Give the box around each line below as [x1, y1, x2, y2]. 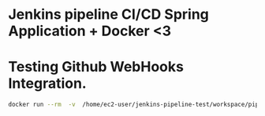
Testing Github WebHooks [8, 58, 184, 76]
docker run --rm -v [8, 100, 77, 109]
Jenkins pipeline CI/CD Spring [8, 5, 209, 24]
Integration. [8, 74, 87, 92]
